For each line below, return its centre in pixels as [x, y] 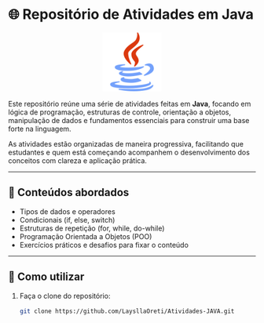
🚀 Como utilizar [46, 277]
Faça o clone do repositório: [65, 296]
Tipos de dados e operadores [67, 211]
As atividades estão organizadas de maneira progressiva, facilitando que [126, 143]
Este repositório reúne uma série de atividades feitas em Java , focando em [130, 103]
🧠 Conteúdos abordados [69, 192]
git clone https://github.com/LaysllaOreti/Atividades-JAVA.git [127, 311]
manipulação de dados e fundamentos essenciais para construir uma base [129, 120]
